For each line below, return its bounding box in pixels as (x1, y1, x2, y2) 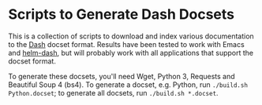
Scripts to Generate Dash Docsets (8, 5, 235, 24)
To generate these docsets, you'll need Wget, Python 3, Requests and (8, 71, 235, 81)
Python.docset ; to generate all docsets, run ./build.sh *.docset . (8, 88, 219, 97)
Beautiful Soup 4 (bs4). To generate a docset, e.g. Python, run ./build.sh (8, 80, 249, 89)
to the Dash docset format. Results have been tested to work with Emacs (8, 39, 245, 49)
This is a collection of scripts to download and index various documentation (8, 31, 254, 41)
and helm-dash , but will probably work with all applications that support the (8, 48, 254, 57)
